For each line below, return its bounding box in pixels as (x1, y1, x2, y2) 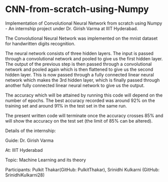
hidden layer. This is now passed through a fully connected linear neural (5, 71, 154, 77)
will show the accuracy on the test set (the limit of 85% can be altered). (5, 118, 153, 124)
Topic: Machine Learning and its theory (5, 157, 86, 163)
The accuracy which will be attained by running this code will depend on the (5, 92, 163, 98)
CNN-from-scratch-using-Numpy (5, 4, 149, 15)
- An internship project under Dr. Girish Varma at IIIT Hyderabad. (5, 25, 138, 31)
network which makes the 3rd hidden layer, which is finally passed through (5, 77, 160, 83)
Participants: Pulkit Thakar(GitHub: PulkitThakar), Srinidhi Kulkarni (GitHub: (5, 166, 159, 172)
